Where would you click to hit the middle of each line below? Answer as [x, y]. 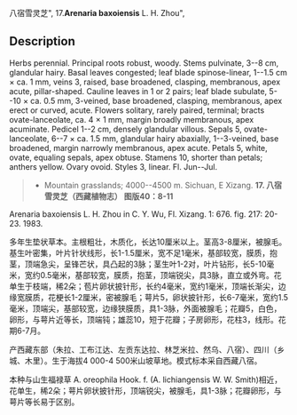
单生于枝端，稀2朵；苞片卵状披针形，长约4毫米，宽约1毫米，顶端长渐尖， [144, 286]
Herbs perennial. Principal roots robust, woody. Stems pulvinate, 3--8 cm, [144, 63]
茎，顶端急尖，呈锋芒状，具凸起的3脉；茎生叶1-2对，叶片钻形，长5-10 [138, 264]
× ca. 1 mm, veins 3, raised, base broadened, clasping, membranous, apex [145, 82]
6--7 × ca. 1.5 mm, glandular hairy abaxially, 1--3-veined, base [165, 138]
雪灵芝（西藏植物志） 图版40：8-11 [109, 196]
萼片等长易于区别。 [44, 402]
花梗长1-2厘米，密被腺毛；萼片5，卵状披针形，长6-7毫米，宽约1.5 [168, 297]
